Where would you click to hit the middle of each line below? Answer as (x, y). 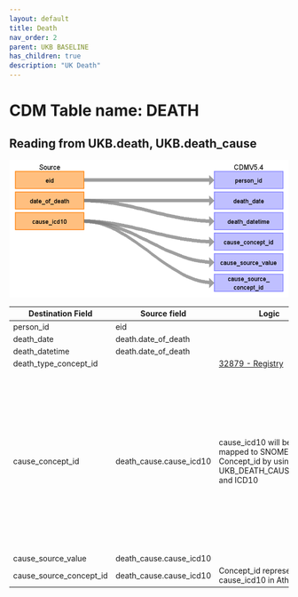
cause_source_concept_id (60, 575)
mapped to (239, 451)
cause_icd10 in (247, 580)
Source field (164, 314)
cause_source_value (50, 558)
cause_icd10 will (250, 442)
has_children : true (45, 56)
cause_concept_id (46, 461)
